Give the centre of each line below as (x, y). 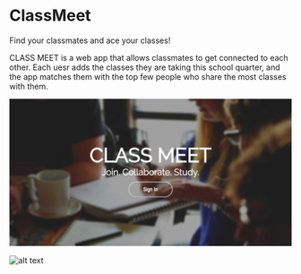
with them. (29, 86)
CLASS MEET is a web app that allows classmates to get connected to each (149, 57)
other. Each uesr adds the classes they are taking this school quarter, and (145, 67)
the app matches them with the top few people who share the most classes (148, 76)
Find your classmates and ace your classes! (90, 40)
